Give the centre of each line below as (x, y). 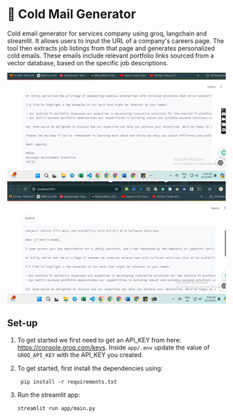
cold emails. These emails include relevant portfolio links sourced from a (111, 56)
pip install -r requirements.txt (69, 381)
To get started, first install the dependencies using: (90, 368)
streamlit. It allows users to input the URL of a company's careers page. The (116, 40)
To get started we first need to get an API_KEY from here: (99, 340)
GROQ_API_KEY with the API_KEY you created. (80, 354)
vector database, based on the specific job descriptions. (88, 63)
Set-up (23, 323)
